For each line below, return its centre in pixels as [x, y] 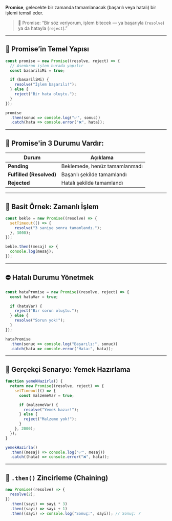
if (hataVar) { [26, 306]
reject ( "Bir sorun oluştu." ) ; [47, 311]
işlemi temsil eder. [24, 13]
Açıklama [102, 157]
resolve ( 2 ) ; [23, 494]
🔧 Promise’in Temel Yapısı [47, 49]
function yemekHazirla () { [34, 382]
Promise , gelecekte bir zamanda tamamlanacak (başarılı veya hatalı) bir [81, 7]
